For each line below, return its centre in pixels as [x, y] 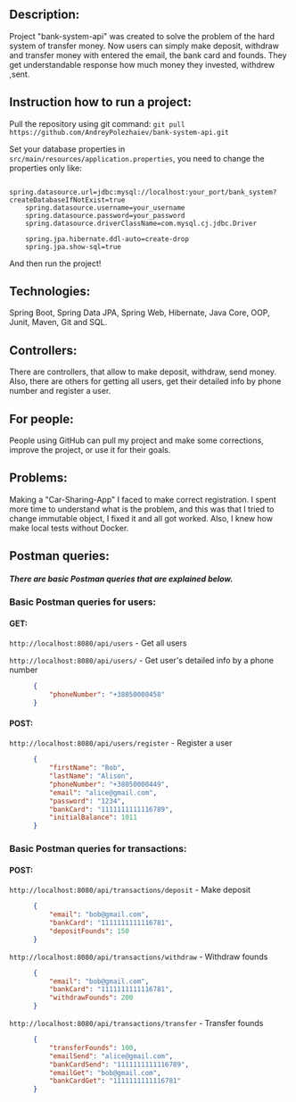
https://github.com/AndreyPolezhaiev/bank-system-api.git [119, 132]
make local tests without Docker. [69, 528]
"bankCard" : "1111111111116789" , [111, 809]
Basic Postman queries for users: [82, 602]
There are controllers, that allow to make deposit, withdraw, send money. [143, 372]
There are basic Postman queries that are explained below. [121, 579]
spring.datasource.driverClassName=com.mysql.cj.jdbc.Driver [141, 223]
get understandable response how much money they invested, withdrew [142, 64]
